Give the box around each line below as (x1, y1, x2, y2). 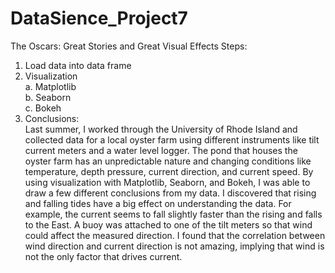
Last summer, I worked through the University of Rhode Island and (24, 123, 298, 135)
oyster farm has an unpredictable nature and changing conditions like (24, 155, 312, 167)
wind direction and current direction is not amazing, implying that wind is (24, 240, 325, 252)
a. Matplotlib (24, 80, 77, 92)
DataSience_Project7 (10, 7, 188, 30)
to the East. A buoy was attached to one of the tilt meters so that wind (24, 218, 313, 231)
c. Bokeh (24, 102, 62, 114)
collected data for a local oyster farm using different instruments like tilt (24, 133, 320, 146)
